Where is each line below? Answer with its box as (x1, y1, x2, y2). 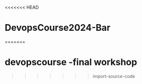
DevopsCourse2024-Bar (5, 22, 111, 33)
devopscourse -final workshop (5, 57, 137, 68)
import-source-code (92, 73, 135, 79)
